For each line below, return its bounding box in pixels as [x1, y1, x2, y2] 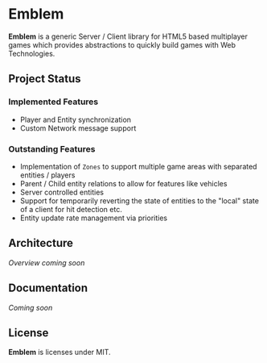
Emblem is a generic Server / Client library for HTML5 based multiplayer [8, 31, 248, 41]
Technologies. [8, 48, 55, 58]
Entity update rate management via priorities [19, 213, 167, 223]
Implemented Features [8, 96, 99, 107]
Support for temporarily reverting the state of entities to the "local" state [19, 195, 260, 206]
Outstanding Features [8, 143, 96, 154]
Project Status [8, 72, 82, 86]
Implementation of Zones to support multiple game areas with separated [19, 161, 257, 171]
